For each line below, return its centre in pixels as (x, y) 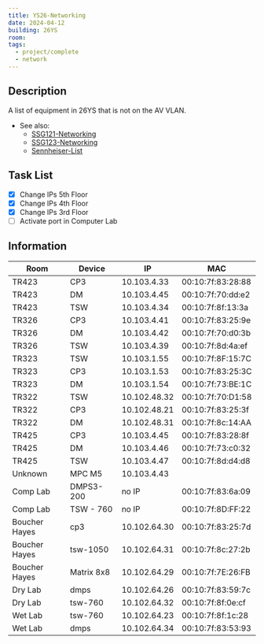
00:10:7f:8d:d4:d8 (216, 461)
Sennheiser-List (57, 150)
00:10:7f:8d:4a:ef (215, 346)
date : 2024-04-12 (37, 23)
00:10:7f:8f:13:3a (215, 307)
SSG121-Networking (64, 134)
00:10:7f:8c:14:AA (216, 422)
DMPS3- (86, 487)
